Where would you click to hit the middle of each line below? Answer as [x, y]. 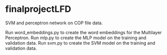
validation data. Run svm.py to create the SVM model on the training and [80, 43]
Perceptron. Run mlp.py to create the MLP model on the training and [76, 38]
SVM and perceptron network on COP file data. [54, 23]
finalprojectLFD [38, 9]
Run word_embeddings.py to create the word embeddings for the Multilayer [83, 32]
